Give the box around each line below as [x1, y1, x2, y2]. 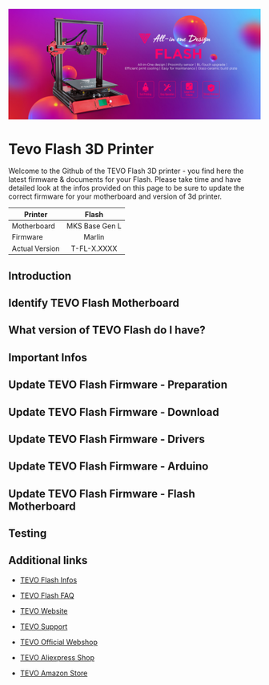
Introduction [8, 269, 72, 283]
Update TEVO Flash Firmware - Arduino [8, 460, 209, 473]
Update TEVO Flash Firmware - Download [8, 405, 219, 419]
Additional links [8, 554, 88, 567]
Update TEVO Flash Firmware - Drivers [8, 432, 206, 445]
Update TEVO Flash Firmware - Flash [8, 486, 196, 501]
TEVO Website [19, 606, 68, 615]
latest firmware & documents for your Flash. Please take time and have [8, 175, 242, 184]
